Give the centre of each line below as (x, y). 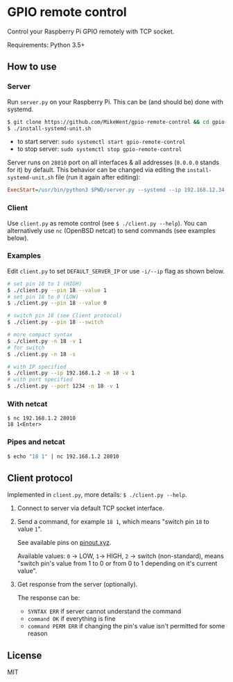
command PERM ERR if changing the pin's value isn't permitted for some (126, 626)
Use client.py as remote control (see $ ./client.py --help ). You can (107, 223)
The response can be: (49, 598)
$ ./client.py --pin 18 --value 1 (57, 290)
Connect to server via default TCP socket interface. (90, 508)
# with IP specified (37, 367)
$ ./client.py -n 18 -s (42, 354)
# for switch (26, 348)
